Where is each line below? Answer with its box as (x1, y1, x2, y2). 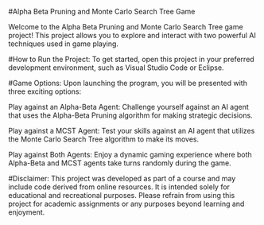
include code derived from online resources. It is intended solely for (8, 182, 231, 192)
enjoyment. (8, 208, 45, 217)
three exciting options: (8, 87, 82, 96)
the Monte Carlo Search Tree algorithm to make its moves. (8, 134, 200, 144)
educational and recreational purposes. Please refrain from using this (8, 191, 235, 200)
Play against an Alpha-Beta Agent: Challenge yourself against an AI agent (8, 103, 249, 111)
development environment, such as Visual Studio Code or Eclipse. (8, 63, 224, 72)
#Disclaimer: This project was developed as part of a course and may (8, 174, 236, 183)
